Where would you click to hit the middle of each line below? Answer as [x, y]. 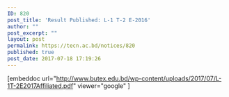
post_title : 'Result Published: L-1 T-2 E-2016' [79, 20]
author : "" [23, 26]
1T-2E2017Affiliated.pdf [40, 86]
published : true [31, 53]
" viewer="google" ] [101, 86]
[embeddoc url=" [32, 78]
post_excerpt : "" [32, 33]
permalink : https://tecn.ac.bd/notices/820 [71, 46]
